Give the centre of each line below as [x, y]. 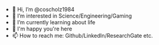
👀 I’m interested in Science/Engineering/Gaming [72, 16]
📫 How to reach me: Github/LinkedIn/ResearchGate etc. [83, 36]
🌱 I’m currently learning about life [54, 22]
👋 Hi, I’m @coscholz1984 [43, 9]
